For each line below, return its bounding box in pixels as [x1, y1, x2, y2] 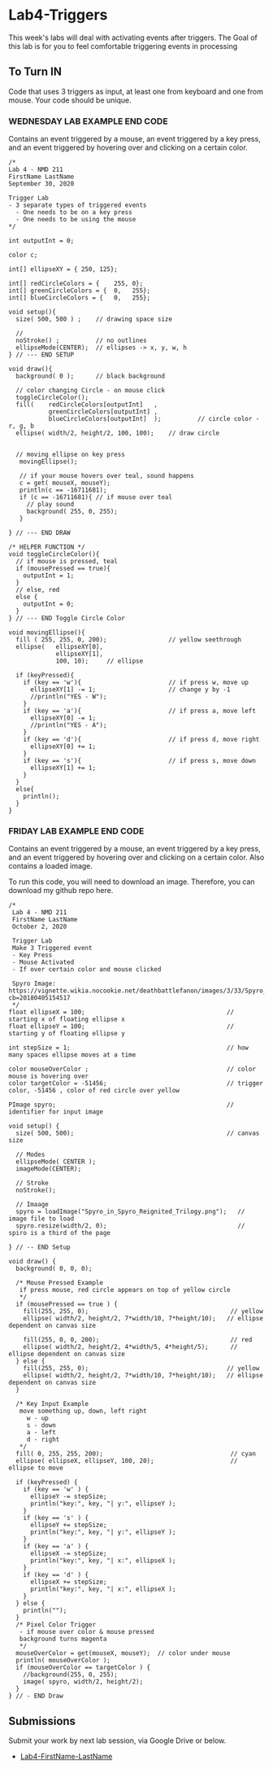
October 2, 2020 [11, 922, 67, 931]
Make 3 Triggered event [11, 944, 93, 952]
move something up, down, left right [19, 1407, 148, 1416]
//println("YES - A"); [29, 721, 107, 729]
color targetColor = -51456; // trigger [8, 1079, 264, 1088]
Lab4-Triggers [8, 6, 108, 24]
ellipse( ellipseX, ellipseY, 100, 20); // [15, 1457, 238, 1465]
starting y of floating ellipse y [8, 1030, 126, 1038]
